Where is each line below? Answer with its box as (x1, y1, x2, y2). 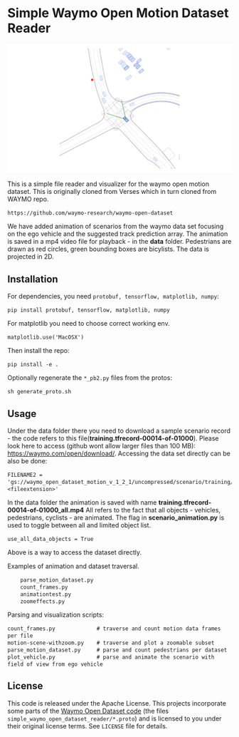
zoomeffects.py (20, 597, 65, 605)
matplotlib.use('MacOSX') (7, 334, 84, 341)
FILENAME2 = (7, 471, 43, 478)
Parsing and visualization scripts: (7, 610, 105, 619)
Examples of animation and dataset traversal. (7, 562, 140, 570)
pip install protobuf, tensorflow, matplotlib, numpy (7, 306, 171, 314)
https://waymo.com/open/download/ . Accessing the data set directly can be (7, 449, 231, 458)
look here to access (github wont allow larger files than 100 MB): (7, 441, 196, 450)
